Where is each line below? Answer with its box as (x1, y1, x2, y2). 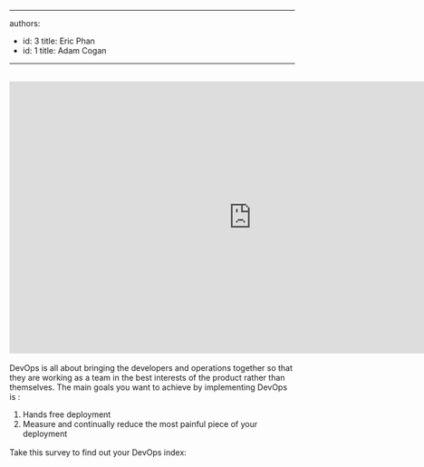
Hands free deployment (22, 409, 111, 420)
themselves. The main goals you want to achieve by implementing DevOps (9, 382, 288, 393)
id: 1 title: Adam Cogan (22, 45, 107, 55)
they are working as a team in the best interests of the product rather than (9, 373, 285, 383)
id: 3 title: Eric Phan (22, 35, 95, 46)
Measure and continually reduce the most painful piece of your (22, 419, 258, 429)
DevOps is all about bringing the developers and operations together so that (9, 363, 293, 373)
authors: (9, 18, 41, 28)
